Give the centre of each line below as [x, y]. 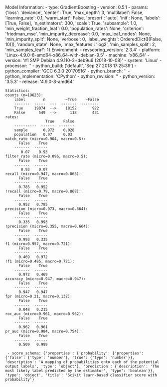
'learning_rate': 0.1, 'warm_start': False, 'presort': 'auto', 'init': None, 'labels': [83, 18]
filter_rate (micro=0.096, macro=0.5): [47, 156]
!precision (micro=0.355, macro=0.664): [48, 226]
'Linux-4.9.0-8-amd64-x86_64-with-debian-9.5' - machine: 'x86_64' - [77, 55]
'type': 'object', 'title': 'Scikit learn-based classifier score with [81, 375]
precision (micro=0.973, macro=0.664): [47, 209]
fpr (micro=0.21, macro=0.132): [39, 296]
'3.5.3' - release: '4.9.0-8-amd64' [40, 81]
